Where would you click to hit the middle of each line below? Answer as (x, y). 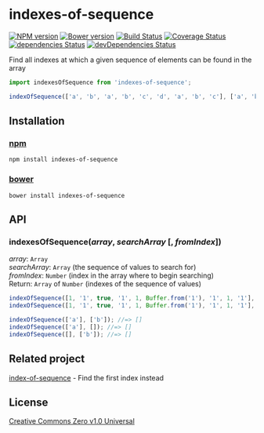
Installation (37, 121)
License (29, 402)
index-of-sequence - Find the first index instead (86, 377)
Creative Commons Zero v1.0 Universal (72, 421)
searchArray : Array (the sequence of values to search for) (103, 267)
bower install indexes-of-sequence (67, 195)
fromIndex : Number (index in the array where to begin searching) (112, 275)
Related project (47, 359)
